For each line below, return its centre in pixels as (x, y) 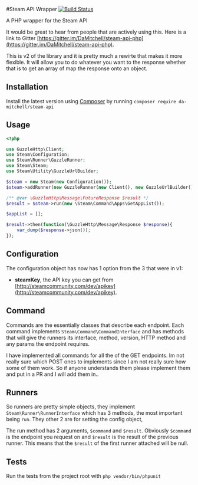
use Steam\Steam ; (27, 166)
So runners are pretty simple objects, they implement (71, 407)
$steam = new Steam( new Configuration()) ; (59, 182)
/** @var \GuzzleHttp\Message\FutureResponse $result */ (77, 198)
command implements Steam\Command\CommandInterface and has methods (95, 331)
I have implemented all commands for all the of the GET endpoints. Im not (95, 355)
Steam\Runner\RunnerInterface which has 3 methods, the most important (94, 413)
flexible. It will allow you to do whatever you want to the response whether (96, 62)
